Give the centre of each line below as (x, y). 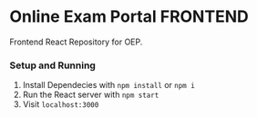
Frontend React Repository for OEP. (76, 42)
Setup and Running (52, 65)
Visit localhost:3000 (61, 104)
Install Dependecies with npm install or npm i (109, 85)
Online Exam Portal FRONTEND (129, 17)
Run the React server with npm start (91, 95)
